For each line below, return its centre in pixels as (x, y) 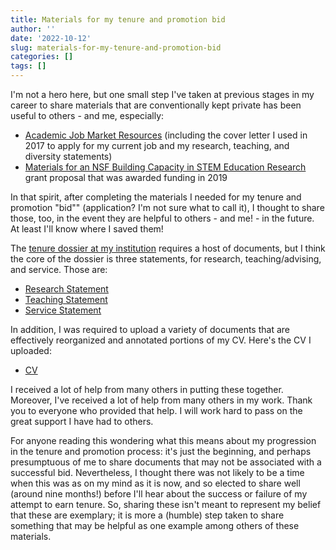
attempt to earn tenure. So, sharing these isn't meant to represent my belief (166, 504)
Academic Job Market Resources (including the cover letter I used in (166, 135)
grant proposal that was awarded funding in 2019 (126, 177)
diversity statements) (68, 156)
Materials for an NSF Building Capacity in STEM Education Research (165, 167)
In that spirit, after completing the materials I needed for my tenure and (156, 197)
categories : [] (42, 57)
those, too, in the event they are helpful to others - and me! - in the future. (162, 218)
